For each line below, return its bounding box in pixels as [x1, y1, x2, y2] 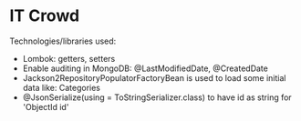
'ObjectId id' [22, 101, 69, 112]
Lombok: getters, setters [22, 53, 116, 64]
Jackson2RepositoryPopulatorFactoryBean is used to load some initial [22, 72, 286, 83]
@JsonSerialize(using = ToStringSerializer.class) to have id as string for [22, 92, 292, 103]
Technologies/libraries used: [9, 35, 117, 46]
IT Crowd [9, 5, 80, 26]
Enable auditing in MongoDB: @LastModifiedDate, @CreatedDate [22, 63, 269, 74]
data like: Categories [22, 82, 100, 93]
